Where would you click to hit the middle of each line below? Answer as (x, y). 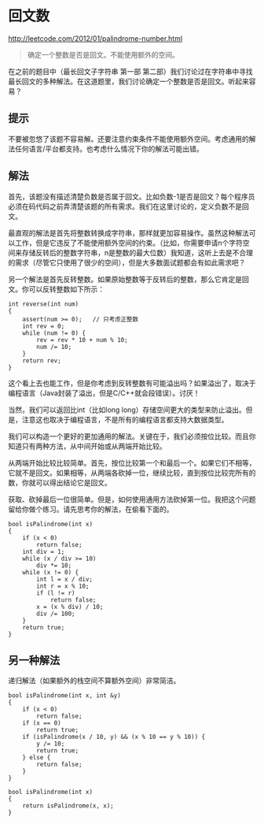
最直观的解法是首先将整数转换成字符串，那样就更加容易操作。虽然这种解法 (128, 232)
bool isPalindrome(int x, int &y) (65, 696)
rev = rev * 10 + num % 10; (82, 340)
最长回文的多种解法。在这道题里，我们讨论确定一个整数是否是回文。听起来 (128, 81)
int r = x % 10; (63, 586)
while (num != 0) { (54, 333)
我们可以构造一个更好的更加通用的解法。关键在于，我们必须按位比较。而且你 (132, 436)
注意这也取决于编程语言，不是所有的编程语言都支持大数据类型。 (125, 419)
